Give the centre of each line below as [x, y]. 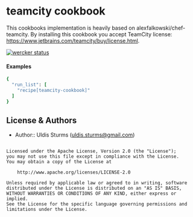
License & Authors [42, 120]
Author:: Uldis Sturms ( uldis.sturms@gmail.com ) [75, 135]
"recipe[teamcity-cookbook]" [54, 90]
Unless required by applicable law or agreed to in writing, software [97, 183]
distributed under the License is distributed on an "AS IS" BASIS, [94, 189]
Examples [19, 66]
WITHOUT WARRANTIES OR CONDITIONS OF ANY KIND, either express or [91, 194]
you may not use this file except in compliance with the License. [93, 157]
